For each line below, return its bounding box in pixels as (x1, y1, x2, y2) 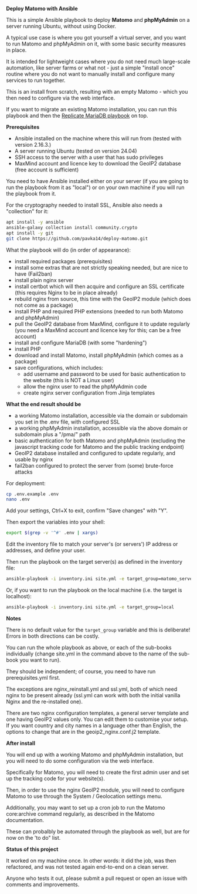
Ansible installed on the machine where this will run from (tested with (14, 135, 182, 142)
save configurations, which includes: (14, 364, 104, 371)
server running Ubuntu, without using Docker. (6, 23, 116, 29)
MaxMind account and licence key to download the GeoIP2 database (14, 160, 181, 167)
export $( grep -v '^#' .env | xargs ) (6, 530, 98, 536)
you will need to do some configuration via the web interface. (6, 757, 154, 764)
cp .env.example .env (6, 491, 59, 497)
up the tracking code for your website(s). (6, 774, 106, 782)
